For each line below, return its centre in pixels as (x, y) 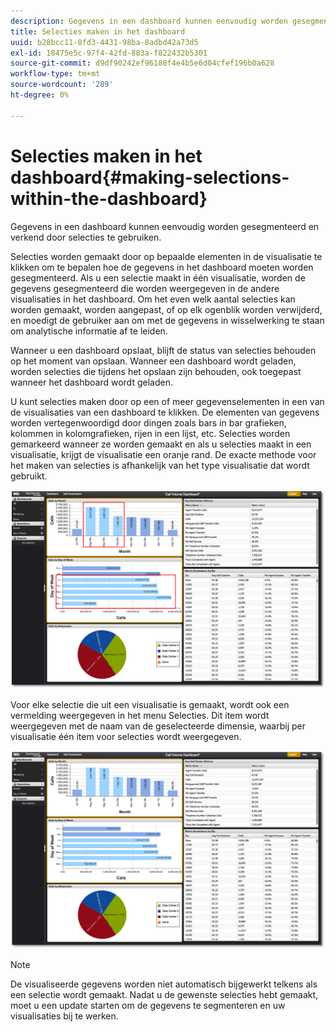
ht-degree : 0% (40, 95)
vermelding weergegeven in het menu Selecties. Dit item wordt (140, 715)
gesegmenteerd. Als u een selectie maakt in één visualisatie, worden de (158, 277)
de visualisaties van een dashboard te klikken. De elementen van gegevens (165, 412)
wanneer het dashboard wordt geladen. (91, 382)
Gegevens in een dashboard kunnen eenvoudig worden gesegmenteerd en (165, 226)
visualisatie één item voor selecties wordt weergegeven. (126, 736)
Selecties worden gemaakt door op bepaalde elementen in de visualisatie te (166, 256)
